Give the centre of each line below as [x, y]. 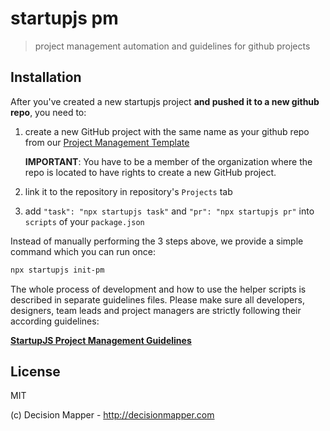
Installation [46, 77]
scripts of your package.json [84, 221]
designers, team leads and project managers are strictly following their [156, 310]
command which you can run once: [83, 251]
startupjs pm [64, 18]
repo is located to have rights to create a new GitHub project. [150, 172]
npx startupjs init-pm [57, 270]
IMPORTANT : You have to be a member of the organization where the [168, 161]
